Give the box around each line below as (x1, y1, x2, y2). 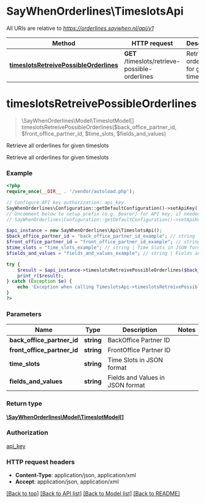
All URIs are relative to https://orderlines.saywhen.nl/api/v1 (6, 24, 154, 32)
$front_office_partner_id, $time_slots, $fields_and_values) (21, 130, 167, 137)
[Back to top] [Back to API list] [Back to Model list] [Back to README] (6, 490, 180, 497)
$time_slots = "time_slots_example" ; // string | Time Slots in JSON (6, 244, 187, 251)
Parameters (6, 310, 41, 318)
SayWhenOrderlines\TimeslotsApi (6, 4, 184, 18)
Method (52, 39, 76, 47)
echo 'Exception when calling (17, 284, 95, 290)
